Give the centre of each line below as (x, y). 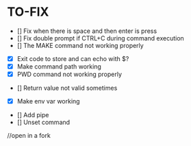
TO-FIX (28, 12)
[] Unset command (43, 122)
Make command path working (59, 66)
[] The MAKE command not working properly (80, 45)
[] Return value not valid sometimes (67, 88)
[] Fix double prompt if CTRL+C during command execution (101, 38)
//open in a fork (29, 136)
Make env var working (48, 101)
